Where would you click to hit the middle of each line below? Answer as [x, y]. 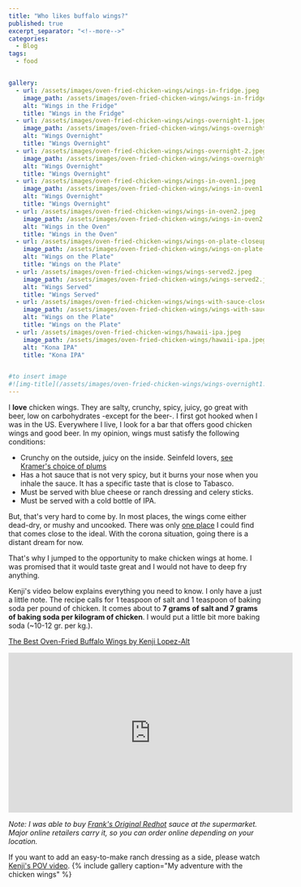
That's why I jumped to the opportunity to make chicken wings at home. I [130, 558]
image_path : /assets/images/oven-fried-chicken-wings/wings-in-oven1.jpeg [152, 189]
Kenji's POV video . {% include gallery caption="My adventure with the [126, 865]
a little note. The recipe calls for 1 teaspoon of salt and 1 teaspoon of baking [135, 599]
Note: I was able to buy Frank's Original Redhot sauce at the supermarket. [133, 824]
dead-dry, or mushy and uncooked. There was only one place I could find [131, 525]
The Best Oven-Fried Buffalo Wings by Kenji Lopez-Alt [99, 641]
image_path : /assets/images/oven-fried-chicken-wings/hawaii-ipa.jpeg [145, 340]
